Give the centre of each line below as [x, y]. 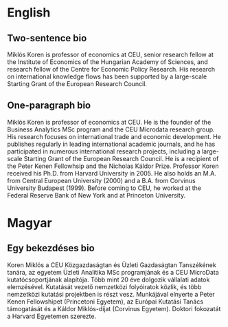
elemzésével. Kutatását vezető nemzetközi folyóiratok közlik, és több [104, 286]
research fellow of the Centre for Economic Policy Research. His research [111, 69]
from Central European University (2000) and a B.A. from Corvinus [101, 180]
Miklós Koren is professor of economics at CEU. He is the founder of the [109, 122]
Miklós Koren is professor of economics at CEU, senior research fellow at [111, 54]
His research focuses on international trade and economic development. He [114, 136]
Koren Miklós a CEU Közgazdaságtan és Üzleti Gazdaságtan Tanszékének [112, 265]
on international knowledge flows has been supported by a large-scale [107, 76]
